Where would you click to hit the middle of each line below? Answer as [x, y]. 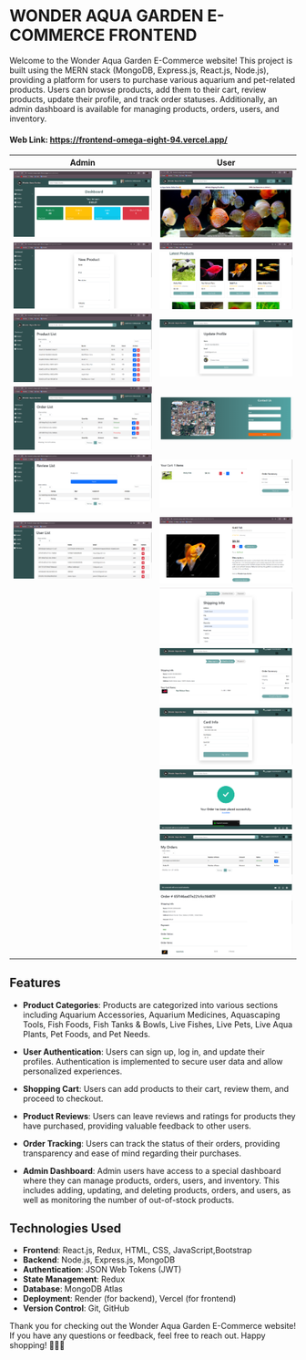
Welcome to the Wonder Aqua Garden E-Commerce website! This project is [151, 60]
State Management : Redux [74, 1279]
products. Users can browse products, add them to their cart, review [138, 89]
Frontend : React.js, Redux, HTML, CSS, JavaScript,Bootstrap [137, 1251]
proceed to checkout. [63, 1098]
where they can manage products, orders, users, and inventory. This [151, 1180]
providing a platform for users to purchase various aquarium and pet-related [153, 79]
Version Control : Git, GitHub [76, 1308]
